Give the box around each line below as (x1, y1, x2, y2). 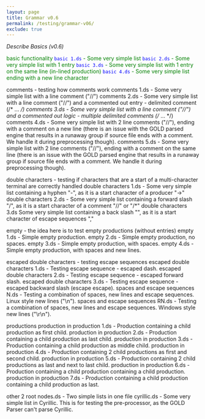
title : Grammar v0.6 (6, 15, 59, 21)
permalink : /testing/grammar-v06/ (6, 20, 95, 26)
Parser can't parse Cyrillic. (6, 406, 73, 413)
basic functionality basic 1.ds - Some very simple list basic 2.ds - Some (6, 55, 190, 62)
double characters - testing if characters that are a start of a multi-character (6, 176, 198, 184)
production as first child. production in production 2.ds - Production (6, 329, 177, 336)
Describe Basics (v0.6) (6, 43, 64, 50)
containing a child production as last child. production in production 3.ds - (6, 335, 193, 343)
